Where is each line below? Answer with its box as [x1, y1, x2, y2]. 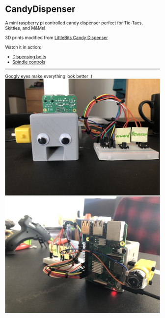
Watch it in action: [5, 44, 42, 50]
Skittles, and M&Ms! [5, 25, 46, 31]
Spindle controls [12, 59, 46, 65]
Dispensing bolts [12, 53, 47, 60]
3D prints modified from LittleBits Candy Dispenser [5, 35, 108, 40]
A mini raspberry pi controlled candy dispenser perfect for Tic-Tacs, [5, 20, 143, 26]
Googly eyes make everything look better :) [5, 73, 92, 79]
